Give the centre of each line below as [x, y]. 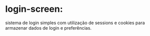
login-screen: [34, 9]
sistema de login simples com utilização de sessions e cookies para [75, 23]
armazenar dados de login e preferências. [48, 28]
